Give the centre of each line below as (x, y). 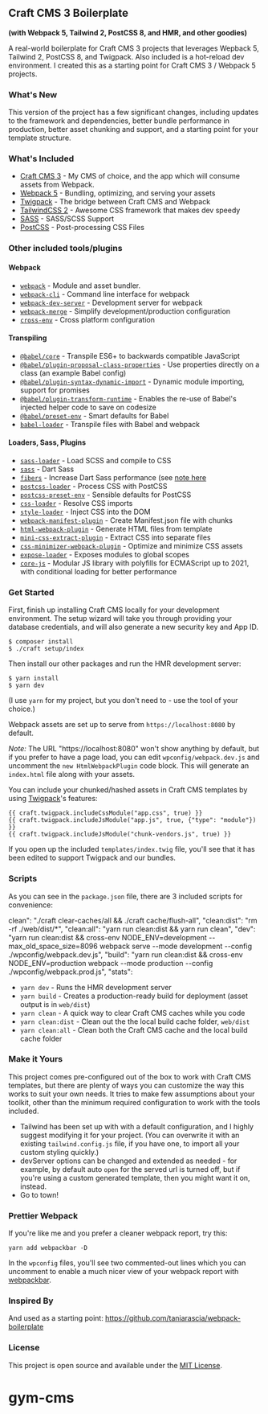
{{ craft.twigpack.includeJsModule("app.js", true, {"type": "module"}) (132, 820)
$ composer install (41, 642)
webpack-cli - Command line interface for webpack (105, 294)
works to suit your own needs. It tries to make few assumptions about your (132, 1094)
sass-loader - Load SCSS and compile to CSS (95, 460)
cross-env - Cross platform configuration (87, 319)
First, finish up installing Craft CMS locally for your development (114, 610)
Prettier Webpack (43, 1215)
